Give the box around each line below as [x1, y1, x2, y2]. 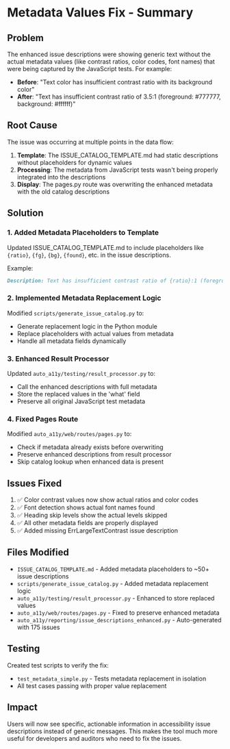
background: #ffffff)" [16, 100, 76, 107]
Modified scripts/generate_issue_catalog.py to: [7, 309, 144, 317]
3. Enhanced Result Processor [7, 354, 110, 364]
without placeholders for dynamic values [16, 158, 132, 166]
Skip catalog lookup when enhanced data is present [16, 457, 164, 466]
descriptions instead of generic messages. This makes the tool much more [7, 727, 218, 735]
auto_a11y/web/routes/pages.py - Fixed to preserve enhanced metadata [16, 608, 220, 617]
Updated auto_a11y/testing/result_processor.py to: [7, 369, 156, 377]
